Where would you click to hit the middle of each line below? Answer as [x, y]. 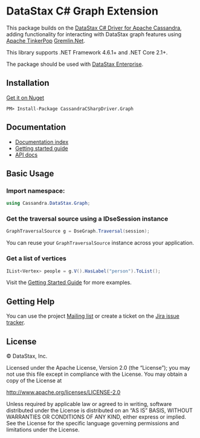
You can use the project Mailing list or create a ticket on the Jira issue [93, 316]
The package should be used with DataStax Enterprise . [75, 64]
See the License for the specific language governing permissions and [93, 424]
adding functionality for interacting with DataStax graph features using [94, 34]
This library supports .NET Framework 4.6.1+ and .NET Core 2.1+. [87, 52]
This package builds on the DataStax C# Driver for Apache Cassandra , [94, 28]
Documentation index [42, 142]
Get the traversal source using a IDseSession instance [87, 219]
